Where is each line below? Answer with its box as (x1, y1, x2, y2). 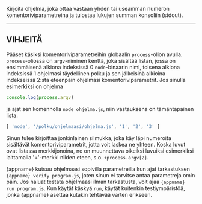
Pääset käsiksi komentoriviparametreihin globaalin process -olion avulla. (6, 51, 183, 58)
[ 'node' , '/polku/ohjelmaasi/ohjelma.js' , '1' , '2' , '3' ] (6, 123, 161, 129)
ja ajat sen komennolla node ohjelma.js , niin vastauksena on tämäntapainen (6, 105, 194, 112)
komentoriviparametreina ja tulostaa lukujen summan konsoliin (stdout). (6, 11, 183, 19)
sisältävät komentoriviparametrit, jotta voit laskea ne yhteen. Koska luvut (6, 141, 186, 148)
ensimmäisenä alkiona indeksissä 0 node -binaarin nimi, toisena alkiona (6, 63, 180, 71)
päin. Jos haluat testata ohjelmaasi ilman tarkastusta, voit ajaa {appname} (6, 178, 185, 185)
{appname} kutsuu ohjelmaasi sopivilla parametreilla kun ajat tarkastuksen (6, 165, 191, 173)
